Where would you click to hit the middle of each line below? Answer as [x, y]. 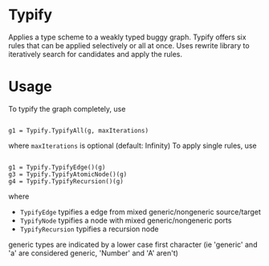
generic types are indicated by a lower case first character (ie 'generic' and [133, 244]
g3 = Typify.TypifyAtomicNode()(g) [68, 174]
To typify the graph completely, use [67, 108]
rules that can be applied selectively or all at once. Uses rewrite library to [129, 45]
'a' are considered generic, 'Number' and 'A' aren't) [94, 253]
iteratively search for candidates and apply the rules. [96, 54]
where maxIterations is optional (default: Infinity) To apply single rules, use [132, 145]
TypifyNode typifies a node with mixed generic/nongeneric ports [126, 220]
